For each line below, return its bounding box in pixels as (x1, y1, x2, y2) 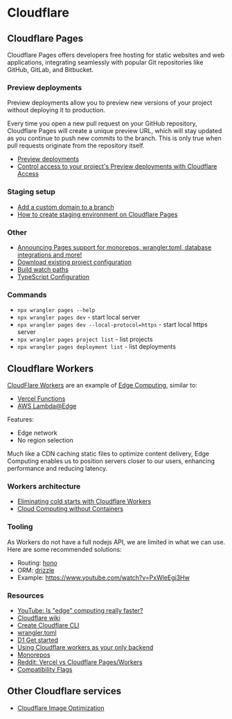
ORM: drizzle (17, 566, 55, 574)
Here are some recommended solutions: (7, 545, 123, 553)
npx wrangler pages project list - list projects (17, 335, 154, 344)
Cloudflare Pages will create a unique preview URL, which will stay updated (7, 127, 222, 135)
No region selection (17, 436, 74, 444)
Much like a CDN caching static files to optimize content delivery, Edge (7, 449, 210, 458)
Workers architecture (7, 481, 81, 491)
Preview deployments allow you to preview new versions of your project (7, 98, 213, 107)
